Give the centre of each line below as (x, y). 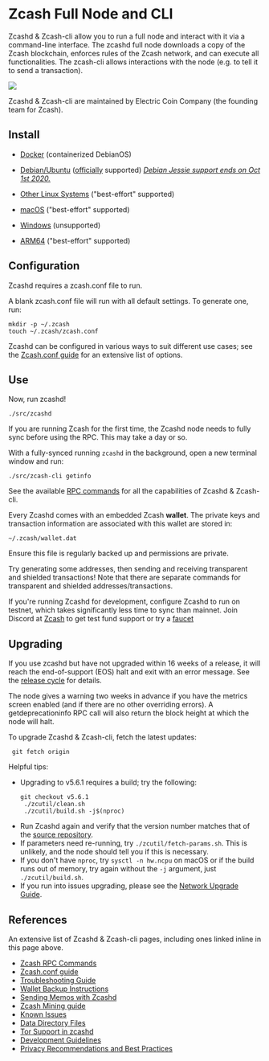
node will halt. (31, 722)
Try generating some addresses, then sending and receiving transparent (128, 569)
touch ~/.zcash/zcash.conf (53, 331)
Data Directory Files (53, 1023)
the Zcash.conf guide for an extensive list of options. (96, 354)
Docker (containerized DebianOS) (76, 154)
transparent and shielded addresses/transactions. (91, 586)
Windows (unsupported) (60, 225)
